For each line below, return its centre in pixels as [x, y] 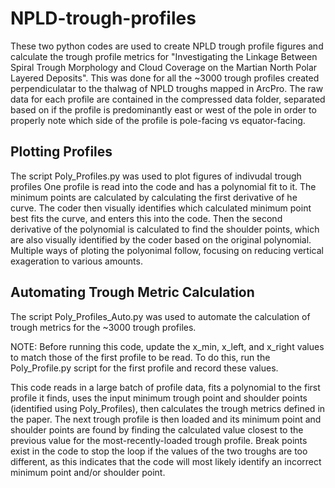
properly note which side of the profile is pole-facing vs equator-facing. [158, 120]
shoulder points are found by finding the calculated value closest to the [157, 429]
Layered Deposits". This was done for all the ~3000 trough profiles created [165, 78]
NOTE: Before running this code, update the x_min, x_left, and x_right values [167, 346]
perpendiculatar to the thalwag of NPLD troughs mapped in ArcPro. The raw [167, 88]
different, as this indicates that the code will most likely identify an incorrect [166, 461]
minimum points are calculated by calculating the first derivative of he [154, 197]
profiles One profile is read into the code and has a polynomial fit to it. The [163, 186]
